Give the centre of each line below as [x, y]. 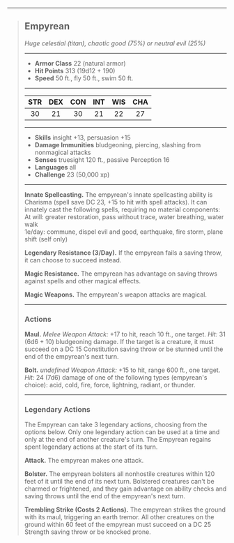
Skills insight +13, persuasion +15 [83, 137]
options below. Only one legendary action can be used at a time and [122, 432]
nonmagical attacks [63, 152]
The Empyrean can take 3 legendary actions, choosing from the [116, 425]
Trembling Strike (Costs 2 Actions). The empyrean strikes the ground [125, 509]
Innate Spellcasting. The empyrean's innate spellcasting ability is [118, 194]
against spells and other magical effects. [83, 281]
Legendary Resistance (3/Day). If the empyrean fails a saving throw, [123, 253]
